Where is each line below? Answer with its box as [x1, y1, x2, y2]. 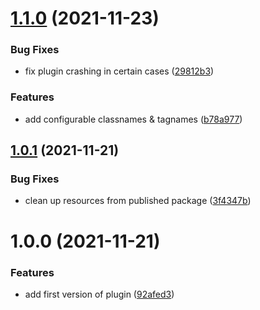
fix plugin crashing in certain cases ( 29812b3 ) [24, 65, 215, 77]
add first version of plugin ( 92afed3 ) [24, 288, 175, 300]
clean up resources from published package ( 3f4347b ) [24, 195, 252, 207]
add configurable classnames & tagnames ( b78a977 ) [24, 113, 243, 125]
